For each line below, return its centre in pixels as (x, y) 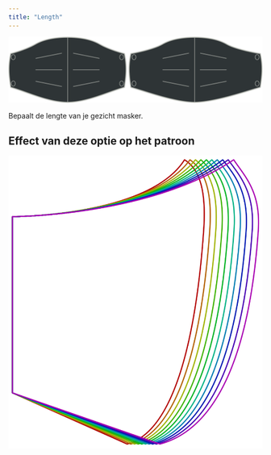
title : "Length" (35, 17)
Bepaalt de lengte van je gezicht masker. (76, 115)
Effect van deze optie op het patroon (102, 141)
